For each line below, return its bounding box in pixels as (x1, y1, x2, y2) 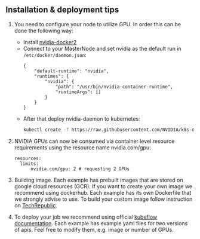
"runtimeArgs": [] (55, 89, 101, 95)
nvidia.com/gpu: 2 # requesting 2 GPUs (30, 166, 130, 172)
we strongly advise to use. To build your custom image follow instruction (14, 195, 193, 203)
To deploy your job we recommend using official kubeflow (14, 213, 158, 220)
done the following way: (14, 27, 73, 34)
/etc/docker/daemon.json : (23, 51, 87, 59)
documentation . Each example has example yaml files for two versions (14, 219, 188, 226)
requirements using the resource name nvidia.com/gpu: (14, 143, 151, 151)
